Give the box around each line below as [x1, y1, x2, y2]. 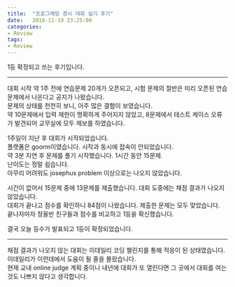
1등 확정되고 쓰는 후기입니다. [7, 63, 85, 71]
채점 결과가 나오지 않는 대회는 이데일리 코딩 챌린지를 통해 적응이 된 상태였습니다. [7, 246, 226, 254]
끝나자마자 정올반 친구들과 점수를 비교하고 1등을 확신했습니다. [7, 210, 175, 218]
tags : [7, 36, 23, 43]
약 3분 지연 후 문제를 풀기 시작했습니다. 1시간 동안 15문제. [7, 152, 163, 159]
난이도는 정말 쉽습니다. [7, 160, 69, 168]
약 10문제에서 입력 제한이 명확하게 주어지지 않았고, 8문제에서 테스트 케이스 [7, 110, 210, 119]
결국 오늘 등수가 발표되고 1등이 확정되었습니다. [7, 225, 134, 233]
